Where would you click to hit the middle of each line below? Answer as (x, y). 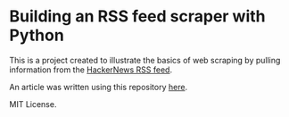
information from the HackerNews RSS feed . (91, 70)
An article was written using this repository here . (99, 87)
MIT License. (33, 104)
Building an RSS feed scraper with (137, 17)
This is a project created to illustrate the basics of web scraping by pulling (145, 60)
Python (37, 35)
